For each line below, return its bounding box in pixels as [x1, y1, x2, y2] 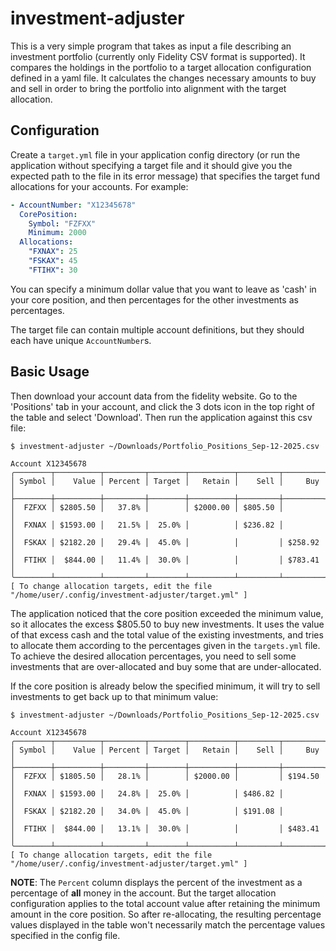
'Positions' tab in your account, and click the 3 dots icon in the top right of [10, 400, 315, 412]
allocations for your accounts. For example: [10, 180, 189, 192]
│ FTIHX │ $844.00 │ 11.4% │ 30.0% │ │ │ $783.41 [10, 555, 320, 565]
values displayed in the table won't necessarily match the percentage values [10, 918, 326, 931]
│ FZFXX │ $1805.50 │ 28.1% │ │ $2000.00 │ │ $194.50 [10, 771, 320, 781]
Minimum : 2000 [28, 228, 87, 238]
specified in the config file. [10, 929, 121, 941]
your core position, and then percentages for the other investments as [10, 293, 299, 306]
